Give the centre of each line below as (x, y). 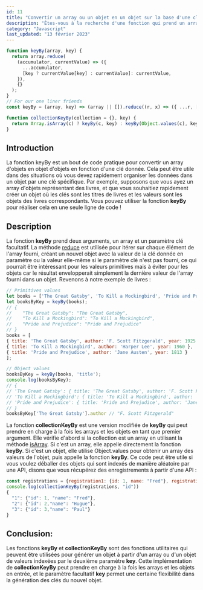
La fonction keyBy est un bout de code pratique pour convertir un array (95, 162)
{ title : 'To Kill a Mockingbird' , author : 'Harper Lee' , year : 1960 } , (100, 347)
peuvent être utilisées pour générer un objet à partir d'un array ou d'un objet (101, 555)
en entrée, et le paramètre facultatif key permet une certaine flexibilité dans (100, 574)
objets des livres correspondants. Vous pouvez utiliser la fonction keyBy (96, 201)
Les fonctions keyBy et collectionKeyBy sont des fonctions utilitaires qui (97, 548)
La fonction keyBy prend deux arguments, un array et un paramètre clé (95, 241)
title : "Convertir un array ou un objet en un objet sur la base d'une (98, 18)
